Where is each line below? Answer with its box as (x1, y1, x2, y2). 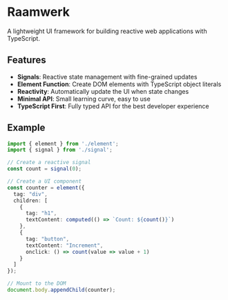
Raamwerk (7, 4, 70, 20)
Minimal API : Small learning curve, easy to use (17, 94, 151, 103)
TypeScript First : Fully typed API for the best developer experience (17, 101, 209, 110)
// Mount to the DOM (7, 280, 67, 287)
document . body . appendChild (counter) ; (7, 287, 116, 294)
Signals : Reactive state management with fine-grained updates (17, 72, 198, 81)
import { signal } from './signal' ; (7, 146, 113, 154)
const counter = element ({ (7, 184, 85, 191)
